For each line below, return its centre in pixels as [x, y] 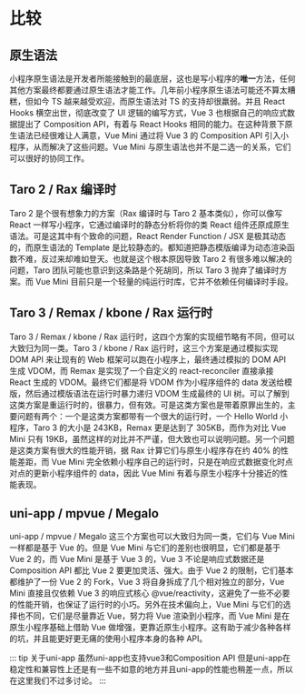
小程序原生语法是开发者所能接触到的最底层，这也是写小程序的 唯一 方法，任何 [152, 79]
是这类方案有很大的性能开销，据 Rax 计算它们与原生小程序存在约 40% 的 [145, 450]
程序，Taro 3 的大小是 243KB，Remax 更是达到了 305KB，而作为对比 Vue [148, 427]
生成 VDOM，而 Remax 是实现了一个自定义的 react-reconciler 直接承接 [142, 370]
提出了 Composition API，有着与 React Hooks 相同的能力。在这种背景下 [151, 124]
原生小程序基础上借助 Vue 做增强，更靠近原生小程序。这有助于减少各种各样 [150, 628]
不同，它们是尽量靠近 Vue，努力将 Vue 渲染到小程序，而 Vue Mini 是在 [157, 616]
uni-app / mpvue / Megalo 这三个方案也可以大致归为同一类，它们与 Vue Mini [152, 537]
